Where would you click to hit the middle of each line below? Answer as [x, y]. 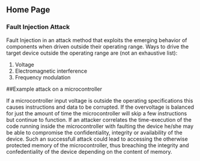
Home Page [28, 10]
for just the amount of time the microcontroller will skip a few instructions [97, 113]
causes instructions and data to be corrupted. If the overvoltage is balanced [100, 107]
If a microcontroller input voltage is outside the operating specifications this [100, 100]
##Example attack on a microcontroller [54, 89]
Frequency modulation [43, 77]
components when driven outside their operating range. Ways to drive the [98, 46]
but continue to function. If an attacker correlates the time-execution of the [99, 120]
